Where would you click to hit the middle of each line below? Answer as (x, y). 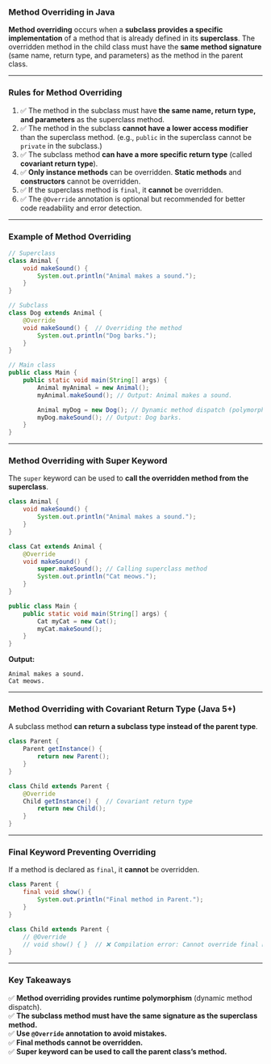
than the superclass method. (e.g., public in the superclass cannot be (136, 137)
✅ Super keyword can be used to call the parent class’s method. (118, 1051)
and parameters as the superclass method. (92, 119)
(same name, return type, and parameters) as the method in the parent (126, 56)
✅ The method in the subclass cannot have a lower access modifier (134, 128)
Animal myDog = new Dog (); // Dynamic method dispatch (131, 410)
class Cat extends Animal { (56, 546)
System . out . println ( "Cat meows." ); (97, 577)
